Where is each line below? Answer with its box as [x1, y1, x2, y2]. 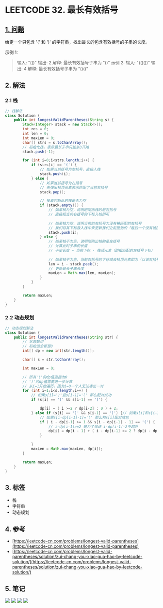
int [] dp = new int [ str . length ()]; [22, 348, 95, 353]
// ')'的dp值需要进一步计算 [22, 379, 73, 384]
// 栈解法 [5, 108, 23, 113]
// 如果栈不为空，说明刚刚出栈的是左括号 [48, 239, 120, 244]
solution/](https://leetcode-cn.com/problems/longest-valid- [12, 559, 131, 565]
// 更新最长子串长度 [48, 266, 84, 271]
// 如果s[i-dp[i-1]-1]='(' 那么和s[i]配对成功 [39, 415, 129, 420]
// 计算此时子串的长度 [48, 243, 88, 248]
